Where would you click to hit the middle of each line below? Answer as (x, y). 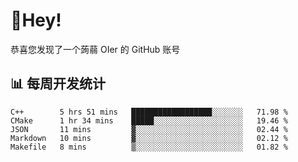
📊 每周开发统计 (58, 84)
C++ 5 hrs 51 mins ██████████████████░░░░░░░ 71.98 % (149, 112)
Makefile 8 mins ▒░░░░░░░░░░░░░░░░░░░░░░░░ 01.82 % (149, 147)
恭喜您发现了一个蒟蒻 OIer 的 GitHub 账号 (95, 49)
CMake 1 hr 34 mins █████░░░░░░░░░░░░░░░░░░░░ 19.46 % (149, 120)
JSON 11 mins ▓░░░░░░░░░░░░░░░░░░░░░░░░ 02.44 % (149, 129)
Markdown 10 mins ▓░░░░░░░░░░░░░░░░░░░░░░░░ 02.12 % (149, 138)
